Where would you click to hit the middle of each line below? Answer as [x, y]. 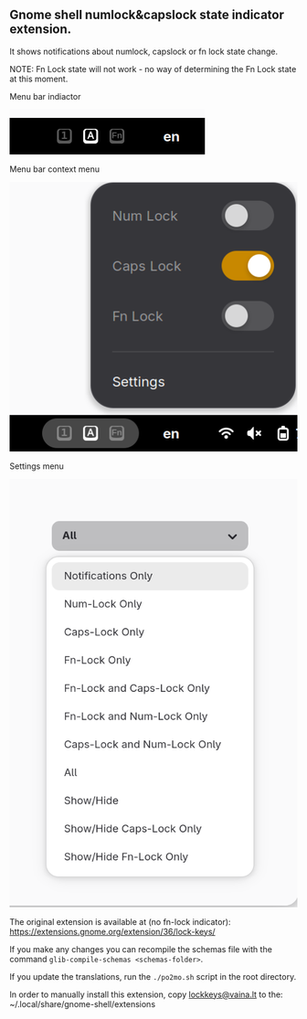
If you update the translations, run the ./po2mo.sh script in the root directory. [153, 976]
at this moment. [39, 79]
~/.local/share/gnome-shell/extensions [83, 1003]
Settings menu [37, 466]
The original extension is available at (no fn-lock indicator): [120, 921]
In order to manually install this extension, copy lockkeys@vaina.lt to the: [146, 994]
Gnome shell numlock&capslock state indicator [147, 15]
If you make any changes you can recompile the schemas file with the [141, 949]
